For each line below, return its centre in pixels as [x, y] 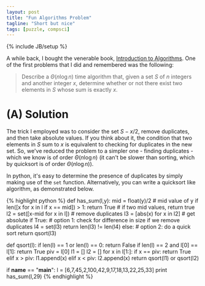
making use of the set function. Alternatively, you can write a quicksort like [101, 183]
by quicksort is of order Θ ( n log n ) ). [50, 164]
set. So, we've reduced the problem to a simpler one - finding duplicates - [100, 151]
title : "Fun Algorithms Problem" [49, 18]
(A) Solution [37, 115]
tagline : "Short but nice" [41, 23]
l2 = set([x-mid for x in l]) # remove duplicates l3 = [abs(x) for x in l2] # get [101, 214]
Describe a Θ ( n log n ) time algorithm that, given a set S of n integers [106, 77]
